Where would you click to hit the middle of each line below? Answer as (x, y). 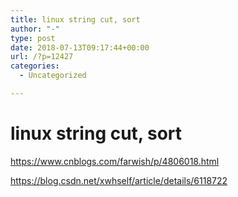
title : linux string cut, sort (75, 19)
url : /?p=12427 (42, 57)
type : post (33, 38)
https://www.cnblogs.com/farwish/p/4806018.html (115, 161)
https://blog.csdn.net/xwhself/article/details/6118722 (119, 180)
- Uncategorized (53, 76)
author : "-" (35, 29)
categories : (35, 66)
